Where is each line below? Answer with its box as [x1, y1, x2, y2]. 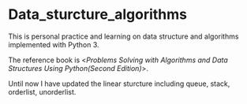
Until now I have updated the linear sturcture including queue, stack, [8, 79, 230, 88]
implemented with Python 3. [8, 39, 100, 49]
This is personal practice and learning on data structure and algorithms [8, 32, 239, 41]
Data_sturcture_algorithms [8, 6, 188, 24]
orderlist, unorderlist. [8, 87, 77, 96]
